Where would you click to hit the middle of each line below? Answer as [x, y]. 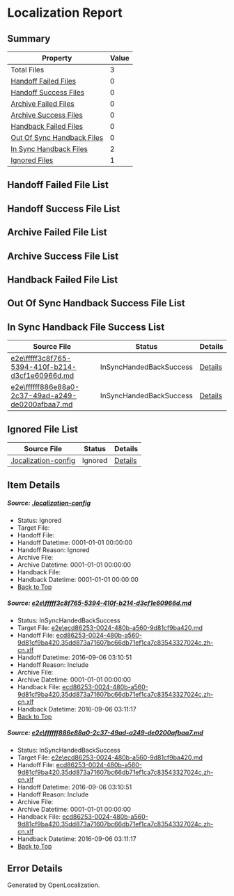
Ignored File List [43, 429]
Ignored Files [32, 160]
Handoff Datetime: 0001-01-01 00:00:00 [75, 543]
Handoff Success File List [64, 209]
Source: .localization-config [49, 503]
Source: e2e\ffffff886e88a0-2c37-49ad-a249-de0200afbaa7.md [105, 732]
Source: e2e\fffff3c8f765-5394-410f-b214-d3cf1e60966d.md [99, 603]
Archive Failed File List [57, 232]
